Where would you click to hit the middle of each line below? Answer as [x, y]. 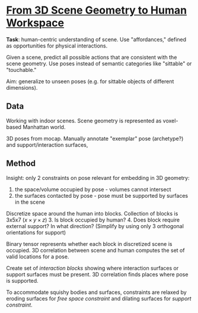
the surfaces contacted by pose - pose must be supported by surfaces [101, 195]
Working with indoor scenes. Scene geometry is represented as [84, 121]
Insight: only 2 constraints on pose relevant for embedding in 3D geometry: [98, 178]
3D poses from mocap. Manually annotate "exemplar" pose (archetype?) [95, 138]
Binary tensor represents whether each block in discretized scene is [89, 244]
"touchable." [21, 69]
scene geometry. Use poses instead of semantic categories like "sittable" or [99, 64]
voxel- [170, 121]
